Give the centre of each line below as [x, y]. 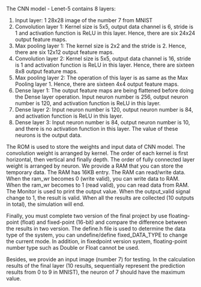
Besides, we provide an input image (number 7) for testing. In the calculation [100, 259]
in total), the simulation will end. [46, 204]
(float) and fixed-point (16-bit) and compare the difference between [103, 222]
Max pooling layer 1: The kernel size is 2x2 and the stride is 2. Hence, [100, 46]
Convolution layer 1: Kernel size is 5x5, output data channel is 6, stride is [104, 27]
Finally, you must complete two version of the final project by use [87, 216]
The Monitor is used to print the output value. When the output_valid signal [98, 191]
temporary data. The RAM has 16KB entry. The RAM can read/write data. [96, 172]
